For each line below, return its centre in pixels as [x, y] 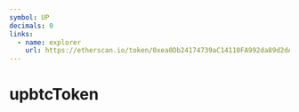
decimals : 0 [31, 26]
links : [21, 34]
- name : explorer [49, 42]
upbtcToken [54, 95]
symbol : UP [29, 17]
